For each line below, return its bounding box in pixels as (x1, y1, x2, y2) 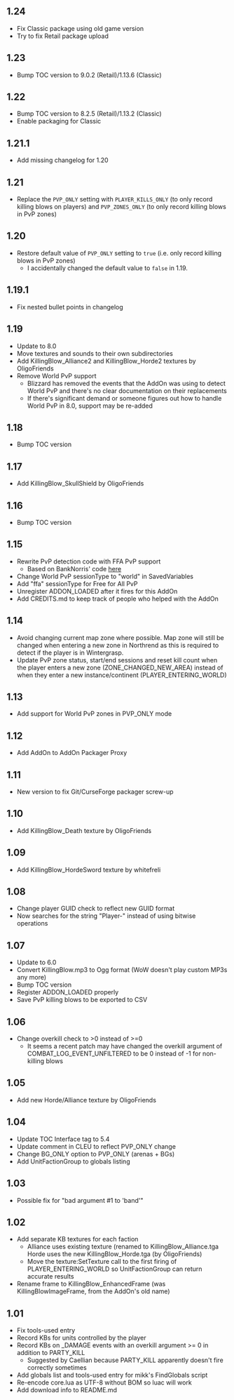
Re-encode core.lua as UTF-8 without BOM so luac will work (16, 1378, 192, 1387)
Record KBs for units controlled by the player (16, 1333, 146, 1342)
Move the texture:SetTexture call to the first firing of (27, 1258, 177, 1266)
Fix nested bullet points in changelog (16, 302, 123, 311)
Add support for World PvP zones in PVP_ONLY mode (16, 709, 172, 718)
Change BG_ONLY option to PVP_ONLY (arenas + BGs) (16, 1149, 175, 1158)
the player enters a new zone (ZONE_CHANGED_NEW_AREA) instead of (16, 663, 223, 672)
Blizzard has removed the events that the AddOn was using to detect (27, 379, 226, 387)
